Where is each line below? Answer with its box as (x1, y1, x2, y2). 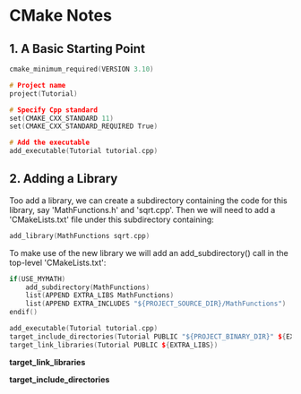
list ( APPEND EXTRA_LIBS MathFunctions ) (25, 291, 175, 300)
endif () (9, 308, 39, 317)
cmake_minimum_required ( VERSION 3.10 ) (9, 64, 154, 73)
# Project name (9, 81, 66, 90)
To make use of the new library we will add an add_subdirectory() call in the (9, 247, 288, 258)
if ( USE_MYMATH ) (9, 274, 66, 283)
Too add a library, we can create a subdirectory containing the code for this (9, 194, 288, 206)
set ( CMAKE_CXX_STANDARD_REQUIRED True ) (9, 122, 159, 131)
